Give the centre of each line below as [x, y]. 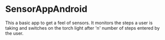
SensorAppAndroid [46, 9]
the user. [14, 33]
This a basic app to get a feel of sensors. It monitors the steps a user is [79, 23]
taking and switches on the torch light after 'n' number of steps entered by [82, 28]
